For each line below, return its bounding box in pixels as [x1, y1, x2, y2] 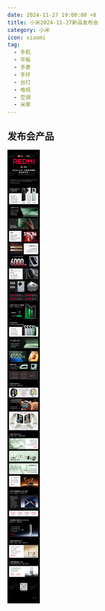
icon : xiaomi [7, 34, 46, 41]
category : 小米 [7, 26, 50, 33]
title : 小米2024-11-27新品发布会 [7, 18, 99, 26]
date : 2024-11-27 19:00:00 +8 [7, 11, 97, 18]
